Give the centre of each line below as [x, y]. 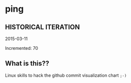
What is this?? [27, 64]
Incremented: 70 [22, 48]
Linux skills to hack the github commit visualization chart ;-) [66, 75]
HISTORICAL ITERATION [43, 27]
